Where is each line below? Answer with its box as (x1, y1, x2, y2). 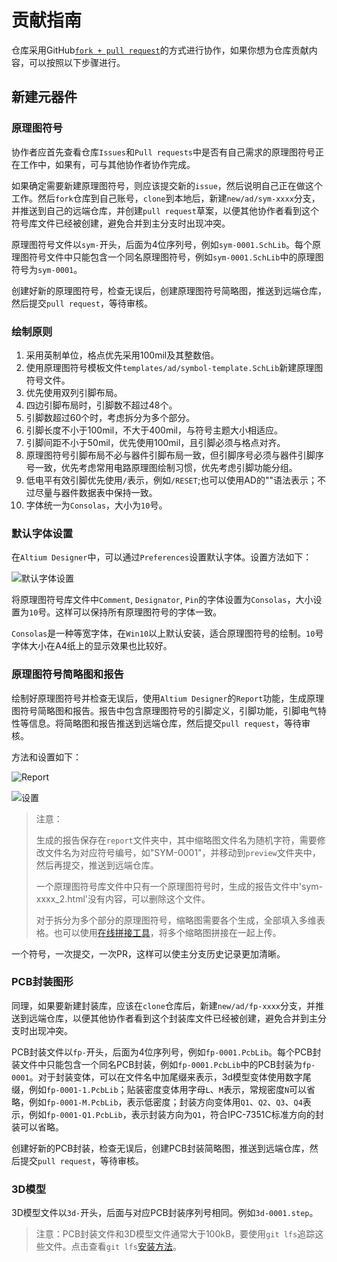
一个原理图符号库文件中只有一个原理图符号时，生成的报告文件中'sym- (35, 880, 323, 892)
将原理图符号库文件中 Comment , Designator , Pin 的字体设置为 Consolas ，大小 (11, 594, 314, 606)
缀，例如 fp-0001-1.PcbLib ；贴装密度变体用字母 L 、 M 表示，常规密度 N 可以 (11, 1083, 308, 1095)
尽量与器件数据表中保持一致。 (34, 486, 158, 498)
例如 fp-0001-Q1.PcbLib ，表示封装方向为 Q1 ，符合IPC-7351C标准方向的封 (28, 1108, 324, 1120)
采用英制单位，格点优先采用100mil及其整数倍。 (25, 349, 220, 361)
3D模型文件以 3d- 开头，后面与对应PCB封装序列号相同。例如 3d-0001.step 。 (11, 1207, 319, 1219)
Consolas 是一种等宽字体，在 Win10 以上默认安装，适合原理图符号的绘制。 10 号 (11, 627, 324, 640)
